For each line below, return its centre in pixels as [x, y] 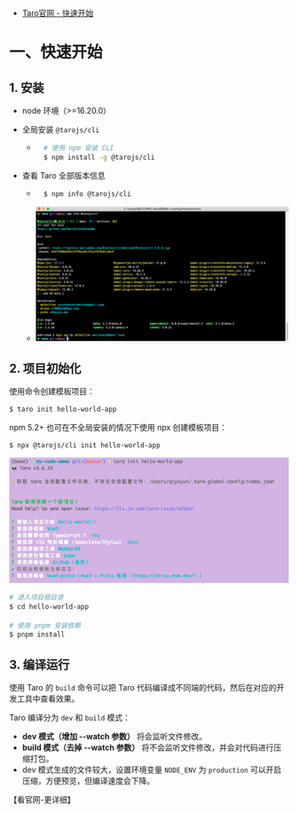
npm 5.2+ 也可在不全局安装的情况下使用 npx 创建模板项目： [118, 428]
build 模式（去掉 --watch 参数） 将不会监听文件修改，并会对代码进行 [148, 747]
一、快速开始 [56, 52]
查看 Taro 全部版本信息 [63, 175]
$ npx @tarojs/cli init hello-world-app [85, 446]
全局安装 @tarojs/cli [61, 130]
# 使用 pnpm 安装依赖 [45, 625]
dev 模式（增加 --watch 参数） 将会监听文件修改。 [114, 737]
